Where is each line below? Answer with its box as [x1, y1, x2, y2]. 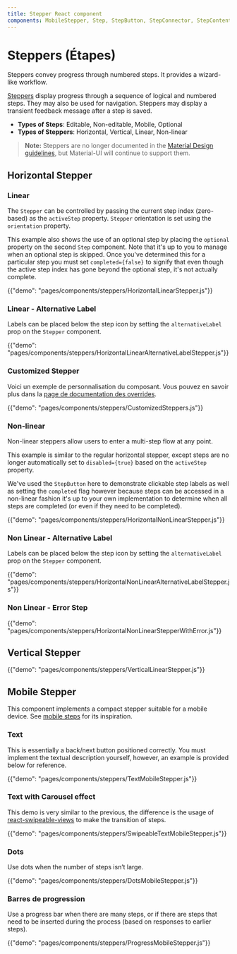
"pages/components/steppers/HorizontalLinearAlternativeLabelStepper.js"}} [7, 348, 229, 357]
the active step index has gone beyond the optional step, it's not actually [7, 265, 218, 274]
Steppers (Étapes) [7, 47, 116, 63]
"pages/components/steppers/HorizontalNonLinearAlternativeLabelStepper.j [7, 577, 230, 586]
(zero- [195, 207, 214, 215]
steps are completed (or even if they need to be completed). [7, 502, 182, 510]
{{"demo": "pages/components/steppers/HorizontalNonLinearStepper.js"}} [7, 515, 225, 524]
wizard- [198, 71, 221, 79]
